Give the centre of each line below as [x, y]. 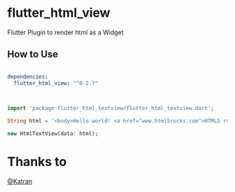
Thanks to [37, 162]
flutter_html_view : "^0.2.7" [56, 83]
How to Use [33, 54]
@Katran [20, 181]
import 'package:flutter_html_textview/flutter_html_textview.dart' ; [111, 109]
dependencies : [28, 76]
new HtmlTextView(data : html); [53, 134]
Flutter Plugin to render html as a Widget [65, 32]
